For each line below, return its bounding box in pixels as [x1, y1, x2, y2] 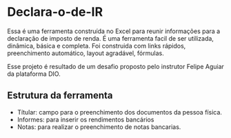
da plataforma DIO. [7, 70, 61, 78]
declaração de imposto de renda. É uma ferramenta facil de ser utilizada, [7, 34, 214, 42]
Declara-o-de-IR [7, 4, 103, 20]
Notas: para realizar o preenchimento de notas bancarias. [17, 122, 181, 131]
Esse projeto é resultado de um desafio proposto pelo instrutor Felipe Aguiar [7, 62, 224, 70]
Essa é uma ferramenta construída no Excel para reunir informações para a [7, 27, 221, 35]
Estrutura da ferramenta [7, 90, 113, 101]
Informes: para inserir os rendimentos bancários [17, 115, 154, 124]
